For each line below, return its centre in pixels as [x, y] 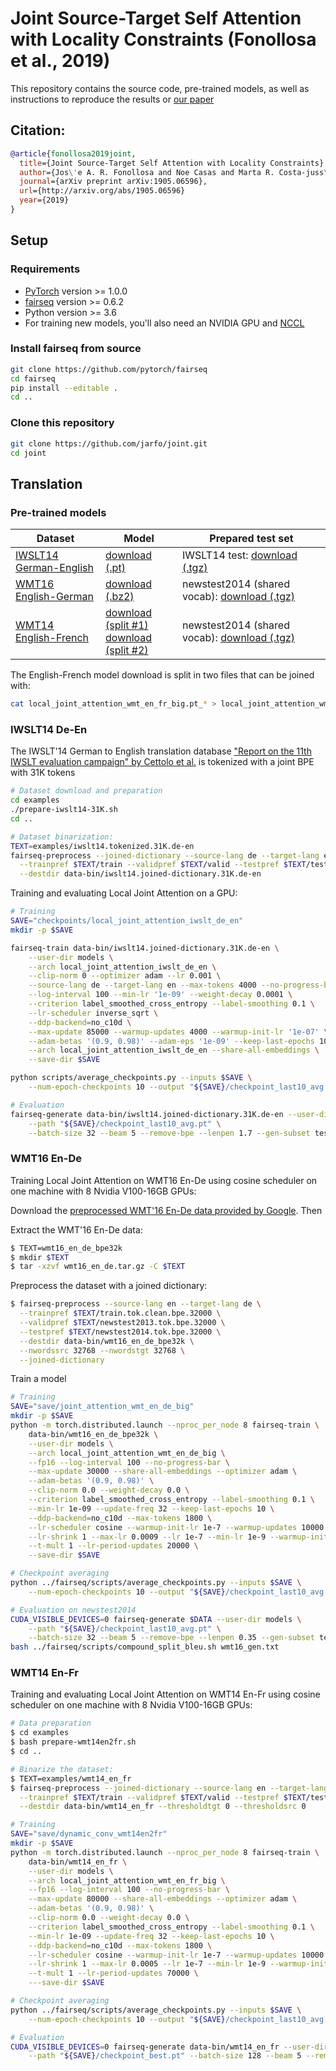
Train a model [38, 1379]
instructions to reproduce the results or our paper [112, 99]
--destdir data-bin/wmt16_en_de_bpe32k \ [107, 1341]
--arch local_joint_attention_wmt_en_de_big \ [127, 1453]
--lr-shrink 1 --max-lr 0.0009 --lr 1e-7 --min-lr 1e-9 [147, 1537]
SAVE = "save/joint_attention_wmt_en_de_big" [102, 1407]
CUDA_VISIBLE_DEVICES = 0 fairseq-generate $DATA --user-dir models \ [156, 1619]
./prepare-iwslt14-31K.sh [64, 810]
